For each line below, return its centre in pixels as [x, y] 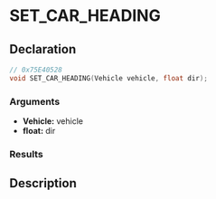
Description [43, 183]
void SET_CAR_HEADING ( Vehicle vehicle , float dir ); [108, 78]
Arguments [35, 101]
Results [26, 154]
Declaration [43, 49]
